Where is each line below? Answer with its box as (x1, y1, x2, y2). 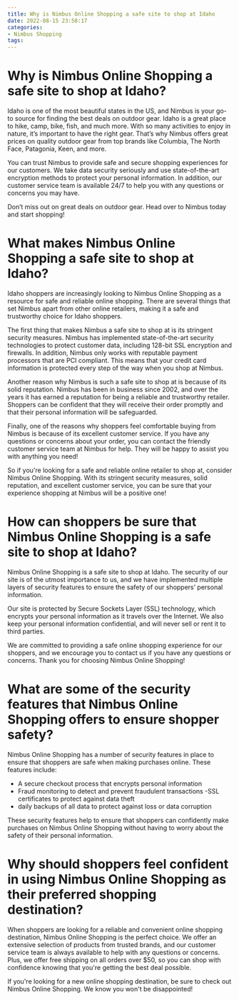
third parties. (7, 626, 45, 636)
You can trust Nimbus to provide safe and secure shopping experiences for (7, 159, 228, 167)
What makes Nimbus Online (7, 235, 176, 251)
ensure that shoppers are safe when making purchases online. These (7, 758, 211, 766)
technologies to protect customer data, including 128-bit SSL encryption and (7, 341, 233, 349)
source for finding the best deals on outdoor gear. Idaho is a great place (14, 114, 227, 123)
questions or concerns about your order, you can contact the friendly (7, 437, 210, 445)
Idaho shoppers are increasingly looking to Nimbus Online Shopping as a (7, 289, 221, 297)
